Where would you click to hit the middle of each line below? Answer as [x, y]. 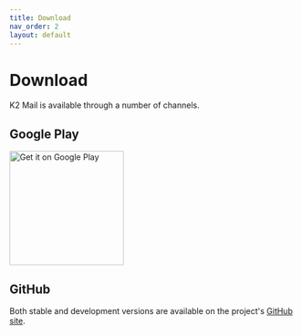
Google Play [44, 134]
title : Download [40, 18]
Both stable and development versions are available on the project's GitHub [151, 310]
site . [17, 320]
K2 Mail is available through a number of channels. [104, 105]
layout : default [40, 35]
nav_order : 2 [34, 26]
